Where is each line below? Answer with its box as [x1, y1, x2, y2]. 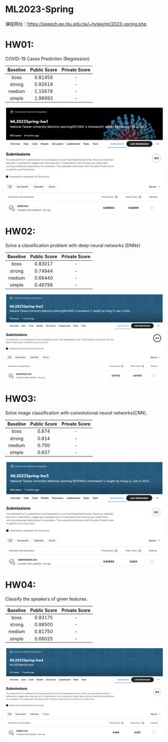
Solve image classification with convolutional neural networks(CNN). [5, 409, 147, 415]
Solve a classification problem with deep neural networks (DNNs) [5, 242, 141, 248]
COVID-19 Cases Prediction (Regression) [5, 56, 90, 62]
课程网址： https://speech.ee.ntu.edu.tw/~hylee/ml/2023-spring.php [5, 21, 147, 27]
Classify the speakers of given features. [5, 596, 88, 602]
